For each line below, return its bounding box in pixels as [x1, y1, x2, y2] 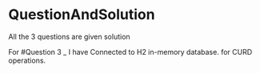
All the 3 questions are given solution [8, 32, 130, 41]
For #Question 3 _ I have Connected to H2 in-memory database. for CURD [8, 47, 253, 56]
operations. [8, 56, 46, 65]
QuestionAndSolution [8, 6, 155, 24]
